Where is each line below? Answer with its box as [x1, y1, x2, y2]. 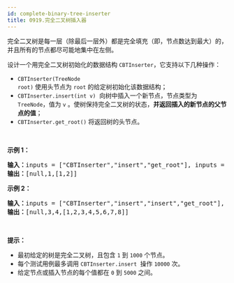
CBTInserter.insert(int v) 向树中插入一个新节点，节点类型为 [17, 91, 198, 100]
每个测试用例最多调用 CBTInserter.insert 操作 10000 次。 [17, 259, 184, 268]
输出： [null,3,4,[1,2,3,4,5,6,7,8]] [7, 208, 129, 216]
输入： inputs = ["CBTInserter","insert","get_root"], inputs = [7, 161, 225, 169]
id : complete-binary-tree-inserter [7, 10, 111, 17]
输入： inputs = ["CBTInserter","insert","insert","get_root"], [7, 199, 225, 207]
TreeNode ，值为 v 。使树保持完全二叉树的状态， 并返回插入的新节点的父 [17, 100, 221, 108]
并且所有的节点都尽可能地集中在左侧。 [7, 45, 117, 54]
